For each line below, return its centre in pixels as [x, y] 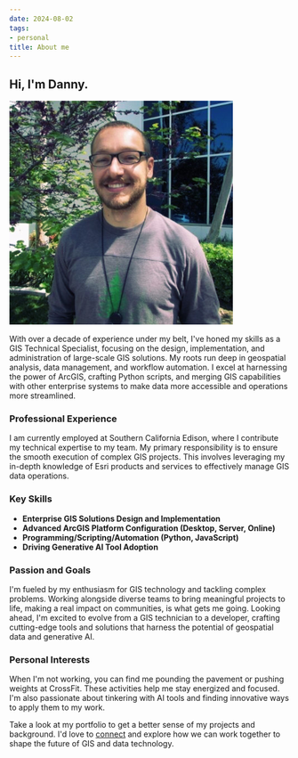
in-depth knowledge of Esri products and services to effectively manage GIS [149, 467]
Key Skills [31, 499]
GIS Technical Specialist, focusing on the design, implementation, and [137, 348]
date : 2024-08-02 [41, 19]
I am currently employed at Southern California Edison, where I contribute [144, 438]
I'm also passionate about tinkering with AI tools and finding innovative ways [149, 698]
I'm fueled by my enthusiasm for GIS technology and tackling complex [138, 589]
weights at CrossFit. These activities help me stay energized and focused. [145, 689]
